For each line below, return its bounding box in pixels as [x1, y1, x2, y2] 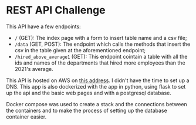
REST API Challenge [6, 4, 106, 17]
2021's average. [14, 65, 54, 72]
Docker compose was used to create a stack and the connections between [6, 100, 188, 107]
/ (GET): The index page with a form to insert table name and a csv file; [14, 34, 187, 41]
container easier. [6, 113, 47, 120]
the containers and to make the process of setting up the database [6, 107, 167, 114]
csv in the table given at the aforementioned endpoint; [14, 46, 146, 53]
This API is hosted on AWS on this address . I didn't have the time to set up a [6, 77, 190, 84]
